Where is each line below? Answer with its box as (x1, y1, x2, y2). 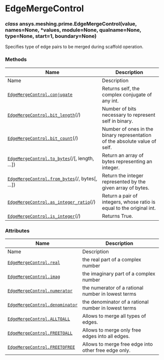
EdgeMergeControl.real (7, 260, 60, 265)
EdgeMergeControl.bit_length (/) (7, 111, 81, 118)
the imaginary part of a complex (82, 270, 155, 277)
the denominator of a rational (82, 299, 149, 306)
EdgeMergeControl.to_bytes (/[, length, (7, 155, 94, 162)
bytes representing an (102, 158, 152, 165)
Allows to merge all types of (82, 312, 146, 319)
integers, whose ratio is (102, 198, 156, 205)
